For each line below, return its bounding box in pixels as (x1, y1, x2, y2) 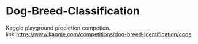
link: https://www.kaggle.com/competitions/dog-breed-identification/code (6, 30, 192, 37)
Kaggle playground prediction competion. (6, 24, 111, 31)
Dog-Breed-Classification (6, 4, 140, 18)
